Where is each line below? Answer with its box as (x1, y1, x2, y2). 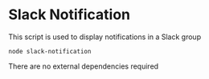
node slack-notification (8, 47, 92, 55)
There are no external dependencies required (8, 61, 159, 71)
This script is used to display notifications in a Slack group (8, 32, 202, 41)
